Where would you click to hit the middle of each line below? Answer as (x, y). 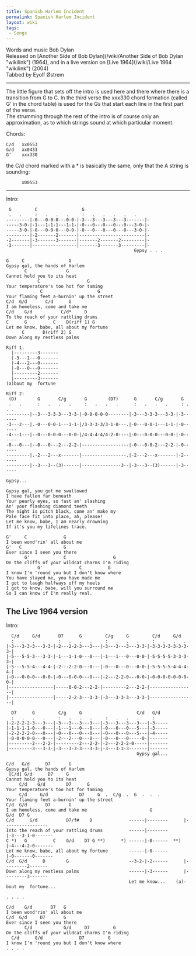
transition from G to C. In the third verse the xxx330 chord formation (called (97, 98)
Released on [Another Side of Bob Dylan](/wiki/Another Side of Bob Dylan (95, 56)
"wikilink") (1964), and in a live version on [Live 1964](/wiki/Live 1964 (89, 63)
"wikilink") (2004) (27, 68)
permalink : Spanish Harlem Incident (50, 17)
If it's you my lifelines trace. (47, 527)
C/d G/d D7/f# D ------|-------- (87, 820)
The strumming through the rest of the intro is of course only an (83, 116)
